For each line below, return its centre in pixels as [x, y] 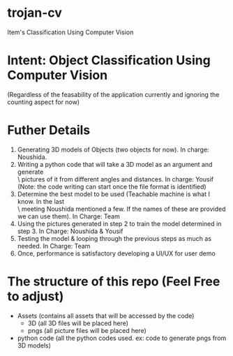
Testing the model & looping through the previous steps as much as [114, 238]
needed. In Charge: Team [54, 246]
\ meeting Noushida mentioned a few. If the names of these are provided [121, 209]
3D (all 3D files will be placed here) [78, 323]
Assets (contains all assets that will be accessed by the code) [106, 316]
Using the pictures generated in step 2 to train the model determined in [119, 223]
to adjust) [36, 296]
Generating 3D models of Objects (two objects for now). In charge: [113, 149]
